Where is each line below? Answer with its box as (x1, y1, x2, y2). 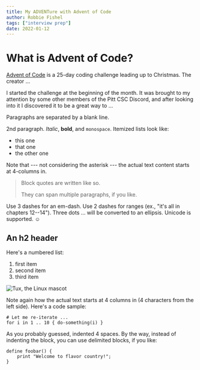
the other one (14, 150, 49, 157)
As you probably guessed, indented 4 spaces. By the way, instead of (6, 330, 177, 337)
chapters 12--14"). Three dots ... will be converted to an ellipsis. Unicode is (6, 209, 191, 216)
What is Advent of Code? (6, 52, 133, 65)
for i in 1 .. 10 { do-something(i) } (6, 320, 103, 326)
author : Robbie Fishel (6, 14, 63, 20)
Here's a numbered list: (6, 249, 64, 256)
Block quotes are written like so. (20, 180, 101, 187)
